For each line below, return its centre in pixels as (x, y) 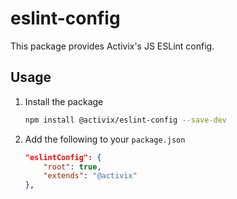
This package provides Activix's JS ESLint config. (112, 46)
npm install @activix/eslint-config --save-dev (125, 120)
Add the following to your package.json (105, 139)
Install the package (64, 101)
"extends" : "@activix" (90, 176)
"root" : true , (72, 167)
